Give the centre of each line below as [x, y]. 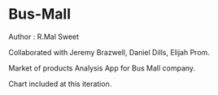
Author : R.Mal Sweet [44, 37]
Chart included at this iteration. [60, 84]
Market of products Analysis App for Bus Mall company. [102, 68]
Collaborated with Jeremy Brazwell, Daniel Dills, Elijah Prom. [109, 52]
